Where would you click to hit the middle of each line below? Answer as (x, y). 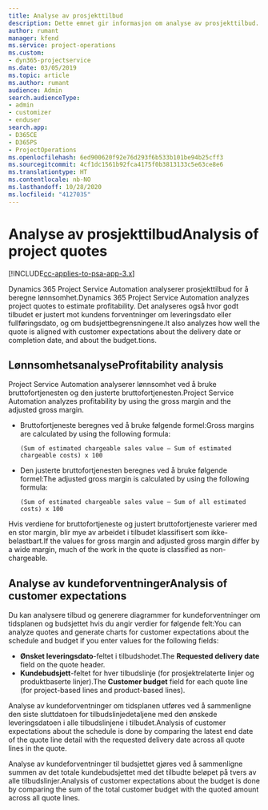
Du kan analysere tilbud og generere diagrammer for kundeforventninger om (134, 615)
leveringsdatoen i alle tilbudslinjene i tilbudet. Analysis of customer (117, 723)
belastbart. (26, 541)
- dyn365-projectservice (50, 61)
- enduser (25, 120)
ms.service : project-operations (62, 46)
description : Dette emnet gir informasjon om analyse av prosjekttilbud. (134, 23)
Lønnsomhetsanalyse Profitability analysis (116, 365)
